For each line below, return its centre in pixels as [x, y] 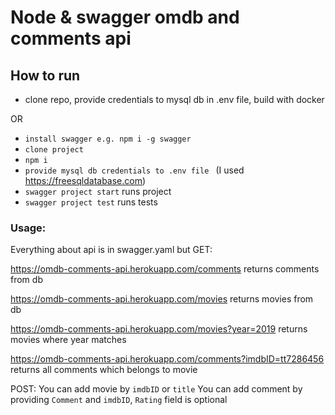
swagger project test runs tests [91, 202]
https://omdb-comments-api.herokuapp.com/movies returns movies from [162, 299]
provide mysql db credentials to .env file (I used [134, 170]
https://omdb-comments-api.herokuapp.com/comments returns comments [165, 269]
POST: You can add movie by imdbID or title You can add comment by [156, 389]
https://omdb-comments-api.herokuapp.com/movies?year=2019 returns [159, 329]
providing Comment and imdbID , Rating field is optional [119, 400]
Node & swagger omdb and [125, 17]
